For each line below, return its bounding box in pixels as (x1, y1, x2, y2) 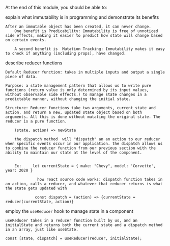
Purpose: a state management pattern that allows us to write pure (5, 83, 152, 88)
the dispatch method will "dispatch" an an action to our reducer (14, 137, 160, 142)
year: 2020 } (5, 168, 33, 173)
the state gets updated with (5, 186, 67, 191)
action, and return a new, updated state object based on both (5, 110, 143, 115)
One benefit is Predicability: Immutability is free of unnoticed (14, 29, 158, 34)
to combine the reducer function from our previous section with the (5, 145, 156, 151)
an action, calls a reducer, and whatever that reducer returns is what (5, 181, 163, 186)
